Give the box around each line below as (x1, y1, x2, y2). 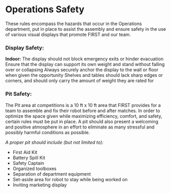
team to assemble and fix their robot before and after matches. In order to (5, 108, 160, 114)
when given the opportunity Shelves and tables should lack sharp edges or (5, 72, 163, 78)
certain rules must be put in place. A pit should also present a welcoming (5, 118, 159, 124)
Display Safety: (5, 44, 44, 51)
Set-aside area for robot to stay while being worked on (12, 176, 128, 182)
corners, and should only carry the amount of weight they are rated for (5, 78, 154, 84)
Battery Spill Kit (12, 155, 45, 161)
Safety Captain (12, 160, 44, 166)
